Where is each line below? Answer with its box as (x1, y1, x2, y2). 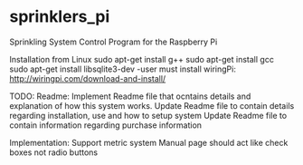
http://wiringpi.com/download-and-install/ (9, 73, 166, 83)
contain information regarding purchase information (9, 120, 202, 131)
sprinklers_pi (9, 6, 110, 27)
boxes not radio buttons (9, 147, 99, 158)
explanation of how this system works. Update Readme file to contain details (9, 100, 295, 111)
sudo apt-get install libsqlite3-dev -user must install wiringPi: (9, 63, 237, 74)
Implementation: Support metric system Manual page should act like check (9, 137, 289, 148)
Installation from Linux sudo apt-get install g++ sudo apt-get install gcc (9, 53, 274, 64)
